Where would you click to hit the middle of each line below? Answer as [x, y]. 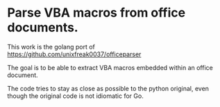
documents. [43, 27]
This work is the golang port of [51, 47]
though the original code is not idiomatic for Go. [75, 96]
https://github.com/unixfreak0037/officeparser [74, 54]
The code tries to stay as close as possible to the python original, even [108, 88]
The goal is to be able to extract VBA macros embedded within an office [110, 67]
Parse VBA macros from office [96, 13]
